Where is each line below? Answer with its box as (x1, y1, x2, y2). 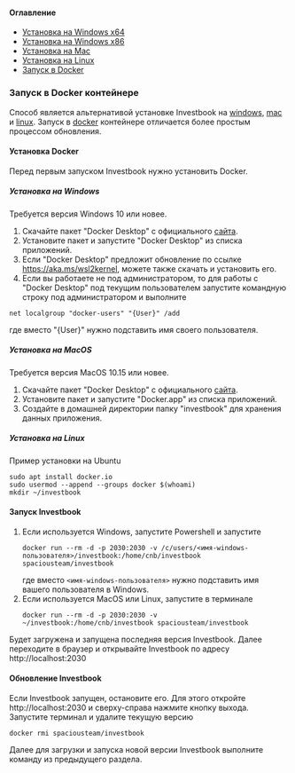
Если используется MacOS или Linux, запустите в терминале (21, 593, 253, 603)
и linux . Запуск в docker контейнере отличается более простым (9, 116, 251, 127)
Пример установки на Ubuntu (9, 455, 121, 466)
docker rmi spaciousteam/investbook (9, 729, 144, 738)
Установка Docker (9, 146, 80, 157)
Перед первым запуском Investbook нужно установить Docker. (9, 165, 248, 177)
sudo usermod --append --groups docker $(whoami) (9, 480, 197, 489)
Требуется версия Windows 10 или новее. (9, 209, 167, 219)
